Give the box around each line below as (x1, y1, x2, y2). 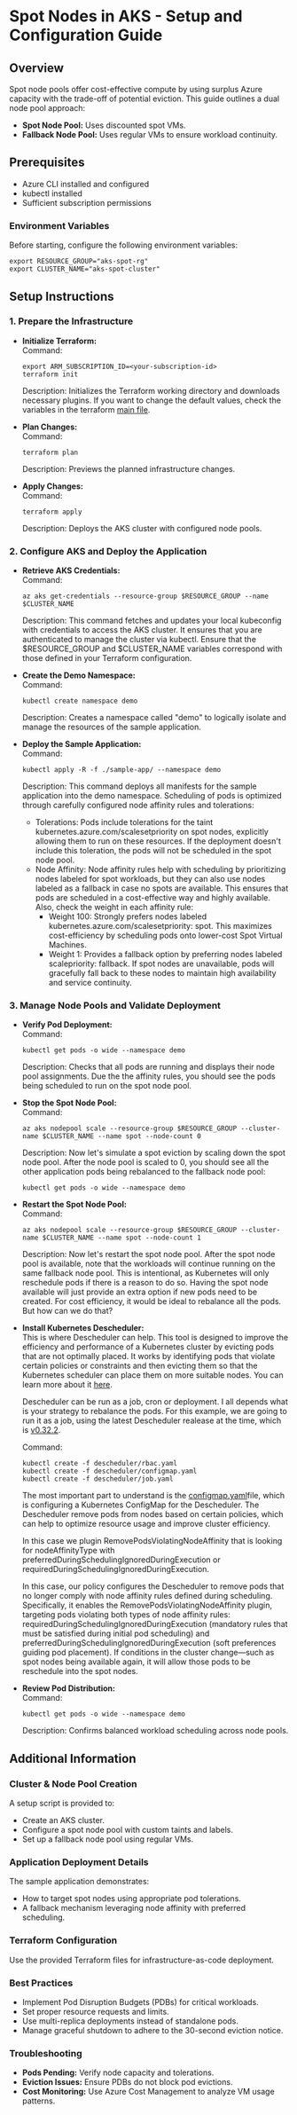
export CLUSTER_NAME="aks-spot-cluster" (9, 264, 161, 274)
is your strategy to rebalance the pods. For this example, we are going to (21, 1406, 288, 1417)
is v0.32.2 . (21, 1425, 61, 1435)
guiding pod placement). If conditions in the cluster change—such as (21, 1647, 275, 1658)
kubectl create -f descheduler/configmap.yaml (21, 1466, 198, 1476)
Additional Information (9, 1750, 137, 1766)
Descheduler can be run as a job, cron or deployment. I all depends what (21, 1396, 288, 1407)
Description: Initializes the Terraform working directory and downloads (21, 385, 281, 396)
